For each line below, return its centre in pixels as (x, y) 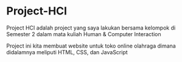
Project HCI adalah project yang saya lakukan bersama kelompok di (91, 28)
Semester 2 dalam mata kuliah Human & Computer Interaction (84, 34)
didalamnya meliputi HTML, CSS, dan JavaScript (67, 52)
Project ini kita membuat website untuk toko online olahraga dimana (91, 46)
